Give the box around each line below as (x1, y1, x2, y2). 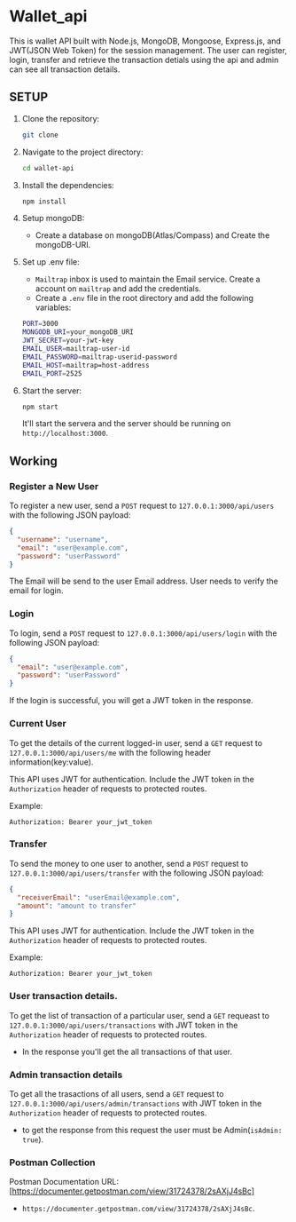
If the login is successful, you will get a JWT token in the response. (9, 695, 254, 706)
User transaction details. (9, 990, 118, 1003)
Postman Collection (9, 1156, 96, 1169)
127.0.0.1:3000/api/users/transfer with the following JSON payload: (9, 868, 264, 878)
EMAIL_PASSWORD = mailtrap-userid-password (21, 353, 178, 361)
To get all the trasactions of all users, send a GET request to (9, 1088, 224, 1099)
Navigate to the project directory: (21, 147, 144, 157)
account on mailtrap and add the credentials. (35, 283, 202, 294)
